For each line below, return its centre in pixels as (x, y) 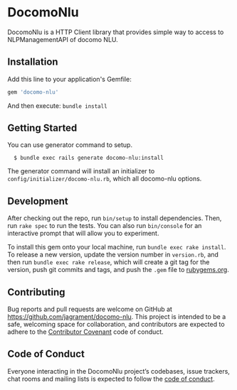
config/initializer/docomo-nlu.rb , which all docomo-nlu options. (105, 179)
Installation (33, 62)
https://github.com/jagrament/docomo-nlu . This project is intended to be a (117, 317)
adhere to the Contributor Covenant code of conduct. (85, 332)
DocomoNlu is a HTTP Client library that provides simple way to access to (116, 32)
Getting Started (42, 128)
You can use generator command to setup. (70, 145)
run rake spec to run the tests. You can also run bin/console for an (105, 226)
